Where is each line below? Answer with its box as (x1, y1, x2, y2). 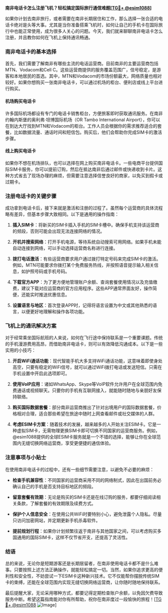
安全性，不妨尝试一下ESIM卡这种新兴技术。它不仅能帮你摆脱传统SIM (18, 573, 160, 579)
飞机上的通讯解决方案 (5, 322, 56, 329)
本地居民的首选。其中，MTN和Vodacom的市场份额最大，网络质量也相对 (13, 73, 162, 79)
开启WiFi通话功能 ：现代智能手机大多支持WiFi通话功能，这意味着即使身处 (12, 358, 162, 364)
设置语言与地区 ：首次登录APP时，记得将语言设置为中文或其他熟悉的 (12, 302, 153, 308)
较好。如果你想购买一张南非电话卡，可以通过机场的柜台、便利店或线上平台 (5, 79, 158, 85)
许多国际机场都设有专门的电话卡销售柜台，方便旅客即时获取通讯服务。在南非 (5, 110, 163, 116)
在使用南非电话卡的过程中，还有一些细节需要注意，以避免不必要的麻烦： (5, 466, 154, 472)
